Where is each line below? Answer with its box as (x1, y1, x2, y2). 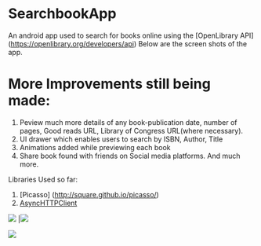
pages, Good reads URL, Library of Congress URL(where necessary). (19, 126, 244, 135)
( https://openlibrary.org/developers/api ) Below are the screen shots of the (8, 39, 248, 48)
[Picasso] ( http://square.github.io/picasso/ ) (19, 189, 159, 199)
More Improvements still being (8, 75, 212, 93)
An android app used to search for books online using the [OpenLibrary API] (8, 31, 254, 40)
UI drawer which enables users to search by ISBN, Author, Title (19, 134, 223, 144)
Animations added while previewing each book (19, 142, 171, 152)
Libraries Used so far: (8, 174, 78, 184)
